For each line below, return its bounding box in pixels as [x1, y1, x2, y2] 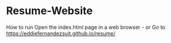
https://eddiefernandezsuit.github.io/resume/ [6, 29, 116, 37]
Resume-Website [6, 4, 93, 18]
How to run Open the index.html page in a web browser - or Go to [6, 24, 166, 31]
